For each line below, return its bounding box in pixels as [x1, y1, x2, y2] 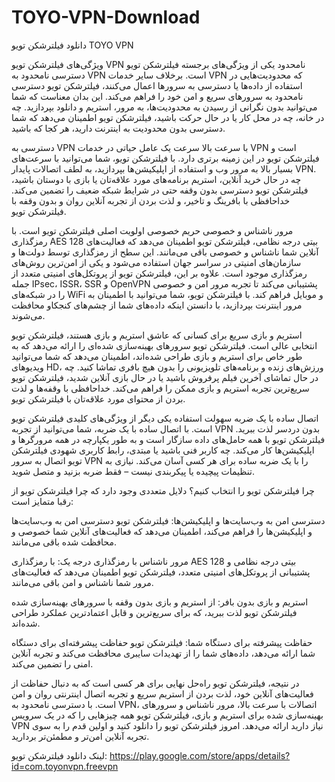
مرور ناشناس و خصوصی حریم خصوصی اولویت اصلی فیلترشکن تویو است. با [11, 224, 294, 236]
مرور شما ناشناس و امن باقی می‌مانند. [11, 576, 154, 588]
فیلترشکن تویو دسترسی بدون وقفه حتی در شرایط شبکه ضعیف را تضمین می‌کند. [11, 184, 309, 196]
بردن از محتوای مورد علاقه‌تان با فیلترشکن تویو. [11, 392, 186, 405]
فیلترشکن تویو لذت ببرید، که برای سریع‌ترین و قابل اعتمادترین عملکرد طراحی [11, 606, 298, 618]
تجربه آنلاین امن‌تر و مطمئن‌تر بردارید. [11, 730, 150, 742]
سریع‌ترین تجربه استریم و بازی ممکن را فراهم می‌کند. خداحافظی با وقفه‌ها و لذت [11, 382, 310, 394]
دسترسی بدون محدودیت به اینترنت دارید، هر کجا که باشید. [11, 122, 226, 134]
